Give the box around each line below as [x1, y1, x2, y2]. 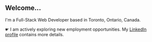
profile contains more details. [5, 31, 64, 37]
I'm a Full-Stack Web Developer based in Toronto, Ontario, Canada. [5, 17, 141, 22]
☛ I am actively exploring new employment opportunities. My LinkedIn [5, 26, 147, 32]
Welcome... [5, 4, 41, 12]
